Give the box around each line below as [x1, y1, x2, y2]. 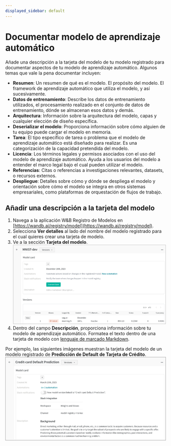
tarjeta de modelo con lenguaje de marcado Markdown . [12, 336, 130, 342]
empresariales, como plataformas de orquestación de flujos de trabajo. [12, 189, 162, 195]
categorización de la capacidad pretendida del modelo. [12, 145, 129, 151]
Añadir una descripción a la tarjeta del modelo [5, 203, 155, 212]
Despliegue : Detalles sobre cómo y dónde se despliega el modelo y [12, 178, 156, 184]
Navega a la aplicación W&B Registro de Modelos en [12, 217, 123, 223]
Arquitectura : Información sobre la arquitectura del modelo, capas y [12, 112, 157, 119]
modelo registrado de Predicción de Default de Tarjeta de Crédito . [5, 351, 146, 357]
